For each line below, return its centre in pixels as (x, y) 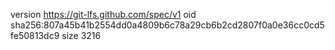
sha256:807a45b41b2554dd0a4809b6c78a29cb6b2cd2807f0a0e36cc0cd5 (167, 25)
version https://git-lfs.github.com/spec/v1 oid (103, 14)
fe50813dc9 (35, 35)
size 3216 (81, 35)
